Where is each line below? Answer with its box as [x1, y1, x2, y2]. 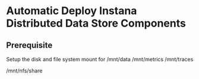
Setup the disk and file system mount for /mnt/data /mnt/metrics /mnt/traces [6, 56, 194, 62]
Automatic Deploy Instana [6, 4, 137, 18]
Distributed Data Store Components [6, 17, 186, 30]
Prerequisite [6, 40, 53, 50]
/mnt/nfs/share [6, 67, 43, 74]
